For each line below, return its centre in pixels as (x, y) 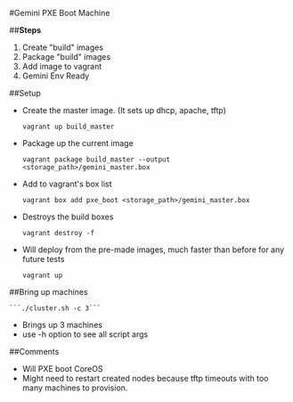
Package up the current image (77, 143)
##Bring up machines (49, 292)
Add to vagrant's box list (67, 184)
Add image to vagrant (62, 66)
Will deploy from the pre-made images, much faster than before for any (153, 250)
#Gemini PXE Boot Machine (60, 13)
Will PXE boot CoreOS (62, 369)
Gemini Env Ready (56, 76)
